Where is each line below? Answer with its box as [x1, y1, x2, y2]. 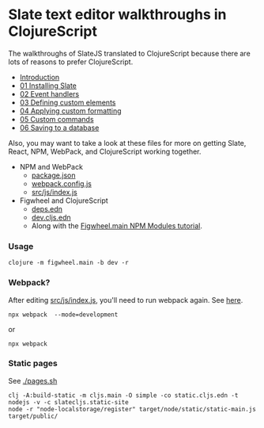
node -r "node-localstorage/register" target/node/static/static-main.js [8, 405, 257, 413]
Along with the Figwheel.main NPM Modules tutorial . [31, 220, 203, 231]
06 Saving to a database [19, 123, 100, 132]
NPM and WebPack [19, 162, 83, 171]
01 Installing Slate [19, 81, 77, 90]
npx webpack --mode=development [8, 311, 119, 319]
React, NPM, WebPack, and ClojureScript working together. [8, 147, 202, 156]
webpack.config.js [31, 178, 92, 188]
